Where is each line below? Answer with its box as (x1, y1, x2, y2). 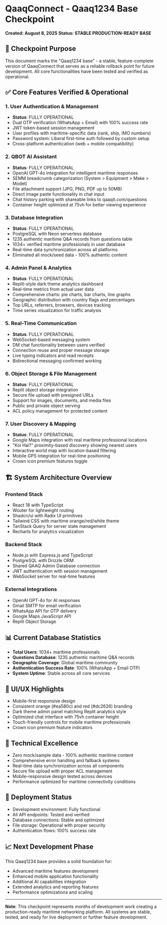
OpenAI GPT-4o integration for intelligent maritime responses (12, 170, 138, 176)
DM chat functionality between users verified (12, 342, 105, 348)
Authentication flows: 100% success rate (12, 827, 96, 833)
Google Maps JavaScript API (12, 613, 72, 619)
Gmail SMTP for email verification (12, 603, 81, 609)
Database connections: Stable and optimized (12, 817, 104, 823)
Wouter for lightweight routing (12, 507, 74, 513)
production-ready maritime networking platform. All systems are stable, (5, 909, 152, 915)
